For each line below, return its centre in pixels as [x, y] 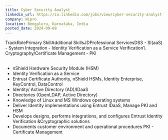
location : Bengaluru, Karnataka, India [47, 24]
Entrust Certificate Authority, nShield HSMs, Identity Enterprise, [78, 79]
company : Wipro [21, 19]
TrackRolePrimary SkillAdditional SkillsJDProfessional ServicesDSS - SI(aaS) [84, 42]
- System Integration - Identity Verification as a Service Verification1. [76, 48]
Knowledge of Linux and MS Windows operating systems [71, 100]
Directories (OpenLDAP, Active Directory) [55, 95]
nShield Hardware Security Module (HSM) [55, 68]
